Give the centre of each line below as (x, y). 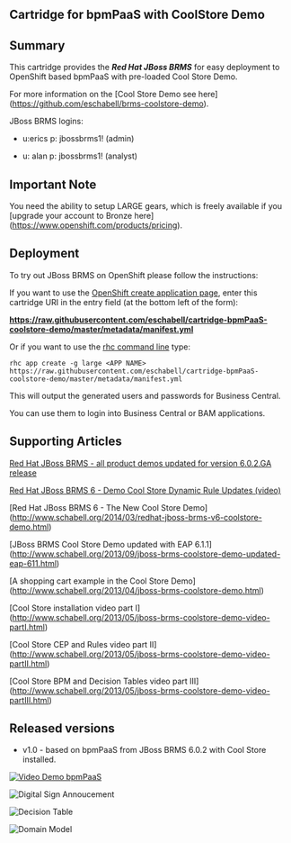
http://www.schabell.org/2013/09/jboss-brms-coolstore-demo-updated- (146, 554)
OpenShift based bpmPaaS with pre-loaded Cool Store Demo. (123, 77)
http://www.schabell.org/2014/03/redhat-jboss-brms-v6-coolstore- (137, 517)
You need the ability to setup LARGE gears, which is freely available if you (146, 206)
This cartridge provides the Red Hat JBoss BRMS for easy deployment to (145, 68)
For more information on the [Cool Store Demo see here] (114, 95)
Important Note (53, 184)
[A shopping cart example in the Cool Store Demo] (102, 581)
